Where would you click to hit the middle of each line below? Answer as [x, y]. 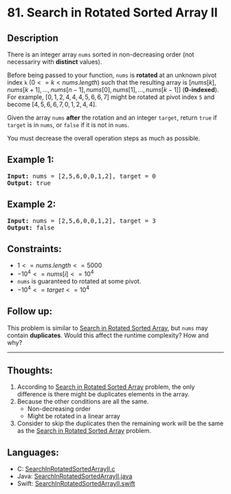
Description [33, 38]
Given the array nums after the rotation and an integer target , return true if [112, 117]
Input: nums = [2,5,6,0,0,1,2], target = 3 [81, 221]
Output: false [31, 227]
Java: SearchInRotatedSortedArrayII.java [75, 476]
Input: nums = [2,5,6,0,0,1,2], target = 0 [81, 176]
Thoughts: [30, 370]
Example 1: [31, 160]
